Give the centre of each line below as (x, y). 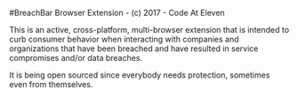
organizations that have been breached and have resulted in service (134, 48)
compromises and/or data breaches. (76, 58)
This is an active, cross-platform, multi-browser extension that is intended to (149, 30)
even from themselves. (51, 84)
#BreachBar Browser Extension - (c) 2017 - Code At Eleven (117, 13)
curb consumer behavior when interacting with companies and (124, 39)
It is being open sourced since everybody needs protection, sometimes (140, 75)
